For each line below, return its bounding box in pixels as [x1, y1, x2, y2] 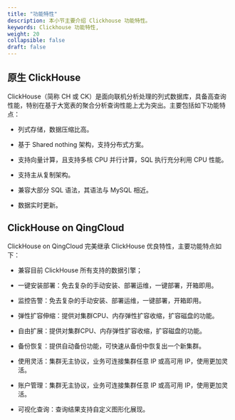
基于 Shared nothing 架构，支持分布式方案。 [17, 140, 148, 148]
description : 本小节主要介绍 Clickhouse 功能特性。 [7, 17, 151, 24]
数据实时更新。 [17, 200, 62, 209]
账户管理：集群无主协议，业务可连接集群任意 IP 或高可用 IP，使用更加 [17, 381, 222, 389]
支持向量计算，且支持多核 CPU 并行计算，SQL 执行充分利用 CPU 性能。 [17, 155, 228, 164]
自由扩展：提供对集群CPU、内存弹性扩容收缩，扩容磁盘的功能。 [17, 326, 207, 335]
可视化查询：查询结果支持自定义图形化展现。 [17, 404, 150, 414]
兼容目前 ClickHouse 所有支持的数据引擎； [17, 265, 142, 275]
